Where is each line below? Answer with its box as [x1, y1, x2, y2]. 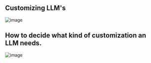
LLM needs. [5, 39, 42, 47]
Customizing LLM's [5, 4, 66, 12]
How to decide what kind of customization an [5, 31, 147, 40]
